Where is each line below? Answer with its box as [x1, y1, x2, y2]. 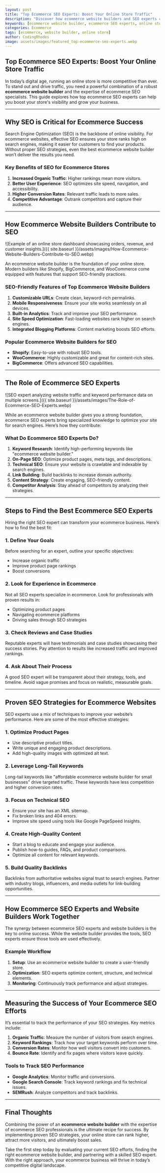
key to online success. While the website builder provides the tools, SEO [5, 931, 151, 937]
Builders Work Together [5, 912, 80, 921]
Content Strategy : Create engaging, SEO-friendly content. [12, 477, 131, 483]
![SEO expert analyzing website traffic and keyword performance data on [5, 392, 153, 398]
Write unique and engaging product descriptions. [12, 745, 112, 751]
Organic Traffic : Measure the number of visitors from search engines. [12, 1034, 154, 1040]
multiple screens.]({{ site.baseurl [5, 397, 72, 403]
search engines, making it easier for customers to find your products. [5, 141, 145, 147]
